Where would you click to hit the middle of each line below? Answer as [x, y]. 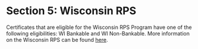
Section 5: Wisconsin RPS [71, 11]
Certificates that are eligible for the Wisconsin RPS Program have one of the [99, 27]
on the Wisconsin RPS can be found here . [57, 40]
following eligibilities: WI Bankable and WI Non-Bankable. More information [98, 33]
